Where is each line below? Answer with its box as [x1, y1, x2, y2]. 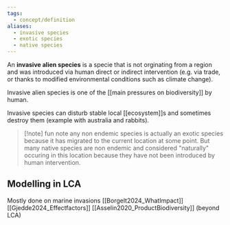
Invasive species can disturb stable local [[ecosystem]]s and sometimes [7, 109, 211, 117]
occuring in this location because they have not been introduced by [23, 151, 215, 159]
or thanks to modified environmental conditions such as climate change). [7, 75, 214, 83]
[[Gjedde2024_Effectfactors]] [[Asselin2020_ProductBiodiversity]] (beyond [7, 203, 220, 212]
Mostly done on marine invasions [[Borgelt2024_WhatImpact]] [7, 196, 184, 204]
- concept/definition [13, 16, 76, 23]
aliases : [7, 23, 32, 29]
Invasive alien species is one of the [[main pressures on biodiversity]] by [7, 88, 212, 96]
